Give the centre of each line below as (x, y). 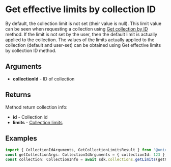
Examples (21, 138)
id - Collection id (30, 117)
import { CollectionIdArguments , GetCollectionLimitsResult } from (78, 150)
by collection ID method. (31, 50)
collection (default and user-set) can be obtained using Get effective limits (83, 45)
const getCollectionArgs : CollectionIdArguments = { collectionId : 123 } (85, 155)
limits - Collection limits (37, 122)
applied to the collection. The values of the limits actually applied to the (80, 40)
